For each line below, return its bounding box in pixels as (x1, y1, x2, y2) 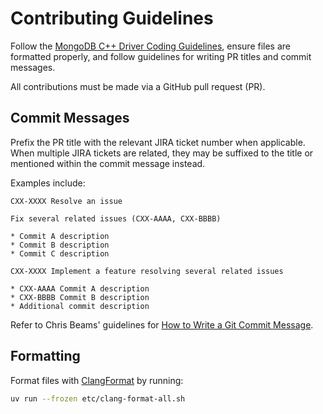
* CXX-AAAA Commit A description (10, 283, 150, 294)
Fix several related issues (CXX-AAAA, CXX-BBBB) (10, 213, 222, 224)
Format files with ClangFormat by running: (10, 374, 184, 386)
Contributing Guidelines (10, 7, 214, 30)
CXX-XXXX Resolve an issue (10, 196, 123, 206)
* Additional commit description (10, 301, 150, 311)
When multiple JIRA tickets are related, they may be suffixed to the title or (10, 147, 314, 159)
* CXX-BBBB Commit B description (10, 292, 150, 302)
